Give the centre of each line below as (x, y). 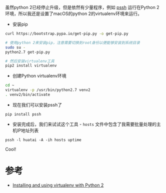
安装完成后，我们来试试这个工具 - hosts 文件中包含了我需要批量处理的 (84, 124)
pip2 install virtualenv (31, 66)
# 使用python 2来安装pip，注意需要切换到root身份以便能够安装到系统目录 (72, 42)
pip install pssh (23, 114)
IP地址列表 (28, 130)
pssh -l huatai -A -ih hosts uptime (43, 140)
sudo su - (15, 47)
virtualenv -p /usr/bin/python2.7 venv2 (48, 90)
